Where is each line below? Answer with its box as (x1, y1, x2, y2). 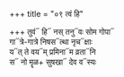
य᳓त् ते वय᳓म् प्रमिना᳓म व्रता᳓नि (9, 47, 96, 57)
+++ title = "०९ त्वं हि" (9, 9, 84, 19)
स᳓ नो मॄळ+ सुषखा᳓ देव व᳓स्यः (9, 56, 97, 67)
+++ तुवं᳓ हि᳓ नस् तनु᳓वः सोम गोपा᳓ (9, 27, 115, 37)
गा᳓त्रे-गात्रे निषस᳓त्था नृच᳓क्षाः (9, 37, 93, 47)
